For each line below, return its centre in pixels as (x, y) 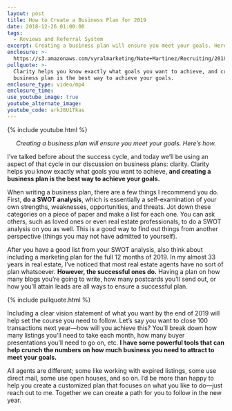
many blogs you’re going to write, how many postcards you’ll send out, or (112, 279)
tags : (15, 33)
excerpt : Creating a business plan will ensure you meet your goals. (109, 46)
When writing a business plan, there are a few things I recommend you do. (113, 192)
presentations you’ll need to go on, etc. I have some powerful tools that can (116, 342)
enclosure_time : (30, 91)
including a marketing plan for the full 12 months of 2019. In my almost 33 (112, 257)
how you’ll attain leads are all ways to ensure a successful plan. (97, 286)
